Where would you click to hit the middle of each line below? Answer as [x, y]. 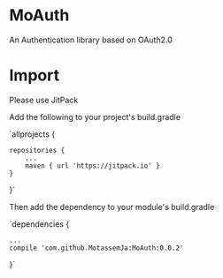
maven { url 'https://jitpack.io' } [93, 165]
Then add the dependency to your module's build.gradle [112, 207]
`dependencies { [39, 224]
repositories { [37, 150]
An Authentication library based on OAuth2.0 [91, 40]
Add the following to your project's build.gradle [95, 116]
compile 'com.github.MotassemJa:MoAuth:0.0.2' [96, 248]
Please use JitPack [44, 100]
